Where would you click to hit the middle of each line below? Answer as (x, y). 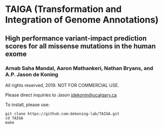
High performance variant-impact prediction (76, 38)
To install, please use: (27, 104)
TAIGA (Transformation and (63, 9)
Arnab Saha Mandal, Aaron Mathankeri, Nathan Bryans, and (79, 68)
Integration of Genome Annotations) (82, 20)
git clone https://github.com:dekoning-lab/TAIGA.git (62, 113)
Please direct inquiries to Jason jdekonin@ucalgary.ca (61, 95)
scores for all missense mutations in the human (80, 46)
